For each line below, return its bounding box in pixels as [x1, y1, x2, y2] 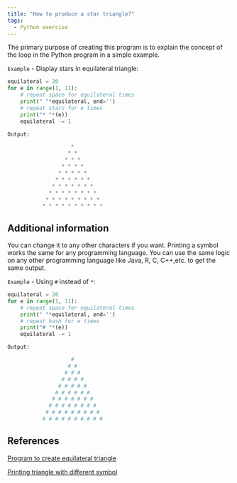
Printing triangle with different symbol [7, 467, 118, 476]
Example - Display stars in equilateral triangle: [7, 65, 139, 73]
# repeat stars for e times [20, 104, 103, 112]
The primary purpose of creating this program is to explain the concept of [7, 43, 223, 52]
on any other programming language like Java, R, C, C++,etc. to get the [7, 256, 216, 265]
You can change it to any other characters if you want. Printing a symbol [7, 241, 219, 249]
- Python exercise [13, 23, 69, 31]
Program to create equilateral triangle [7, 454, 117, 462]
